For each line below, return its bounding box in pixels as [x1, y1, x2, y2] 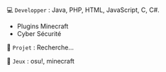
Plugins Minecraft [16, 22, 69, 30]
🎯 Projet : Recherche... [6, 43, 74, 52]
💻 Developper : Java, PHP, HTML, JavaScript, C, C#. [6, 6, 160, 14]
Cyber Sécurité [16, 30, 62, 37]
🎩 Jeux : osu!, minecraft [6, 57, 75, 65]
